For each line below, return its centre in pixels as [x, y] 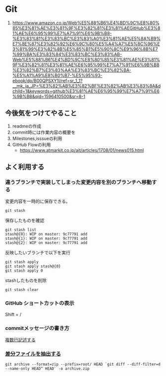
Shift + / [13, 314]
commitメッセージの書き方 [37, 328]
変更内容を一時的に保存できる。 [38, 201]
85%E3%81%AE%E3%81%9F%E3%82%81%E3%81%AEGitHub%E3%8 [86, 28]
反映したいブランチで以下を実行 [38, 253]
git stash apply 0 [24, 271]
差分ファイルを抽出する [33, 354]
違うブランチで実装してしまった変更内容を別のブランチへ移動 [79, 183]
